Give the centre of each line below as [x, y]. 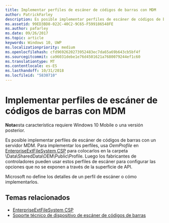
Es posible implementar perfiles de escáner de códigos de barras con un [80, 140]
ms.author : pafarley [27, 29]
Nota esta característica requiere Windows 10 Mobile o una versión [74, 125]
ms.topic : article [24, 38]
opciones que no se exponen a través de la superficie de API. [69, 167]
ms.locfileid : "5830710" [31, 76]
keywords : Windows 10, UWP [33, 43]
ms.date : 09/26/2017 [27, 33]
